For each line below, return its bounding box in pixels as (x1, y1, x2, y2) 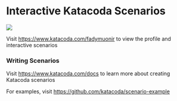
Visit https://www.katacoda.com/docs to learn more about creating (6, 70, 170, 77)
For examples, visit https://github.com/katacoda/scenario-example (6, 88, 170, 95)
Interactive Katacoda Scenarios (6, 4, 166, 18)
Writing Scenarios (6, 56, 60, 65)
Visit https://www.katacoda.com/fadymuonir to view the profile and (6, 35, 172, 42)
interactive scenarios (6, 41, 58, 48)
